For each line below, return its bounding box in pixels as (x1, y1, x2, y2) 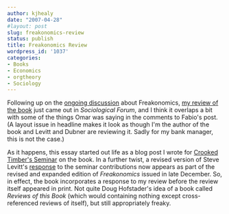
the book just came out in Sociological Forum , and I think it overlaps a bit (7, 106, 213, 114)
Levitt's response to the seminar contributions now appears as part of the (7, 163, 215, 171)
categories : (7, 55, 41, 62)
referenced (7, 199, 39, 207)
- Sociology (7, 80, 41, 87)
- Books (7, 61, 29, 68)
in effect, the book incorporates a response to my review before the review (7, 177, 219, 185)
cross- (182, 192, 201, 200)
